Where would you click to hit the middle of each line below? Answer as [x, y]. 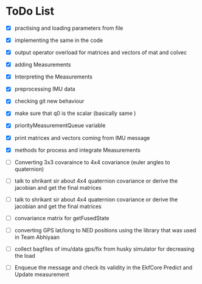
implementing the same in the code [59, 40]
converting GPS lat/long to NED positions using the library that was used [105, 230]
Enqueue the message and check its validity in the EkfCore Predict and [103, 268]
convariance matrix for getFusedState [62, 218]
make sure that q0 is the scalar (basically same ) [75, 113]
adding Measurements [43, 64]
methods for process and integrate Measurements [77, 150]
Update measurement [42, 274]
